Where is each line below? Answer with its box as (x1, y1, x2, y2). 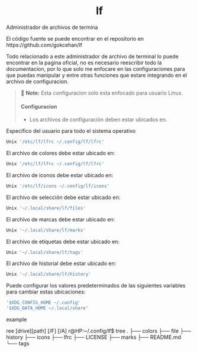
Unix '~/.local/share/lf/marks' (6, 227, 86, 233)
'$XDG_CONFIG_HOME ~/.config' (6, 300, 81, 306)
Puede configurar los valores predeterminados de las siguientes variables (6, 282, 186, 289)
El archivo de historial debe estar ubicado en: (6, 260, 117, 267)
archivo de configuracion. (6, 78, 69, 85)
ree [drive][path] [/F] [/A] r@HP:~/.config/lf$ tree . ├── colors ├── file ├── (6, 328, 192, 335)
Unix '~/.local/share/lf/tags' (6, 249, 83, 255)
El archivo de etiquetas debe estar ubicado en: (6, 238, 120, 245)
